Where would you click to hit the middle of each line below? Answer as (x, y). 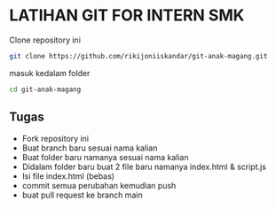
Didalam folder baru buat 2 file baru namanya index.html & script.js (144, 166)
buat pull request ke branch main (83, 195)
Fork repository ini (55, 138)
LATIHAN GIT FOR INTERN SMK (127, 15)
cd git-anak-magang (45, 89)
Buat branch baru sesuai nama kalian (90, 148)
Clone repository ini (45, 40)
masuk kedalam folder (50, 73)
